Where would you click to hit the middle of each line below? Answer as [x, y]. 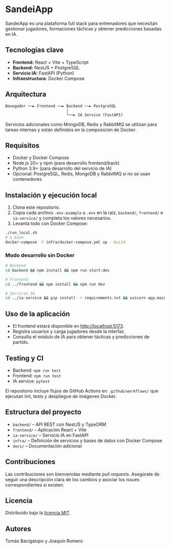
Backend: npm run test [37, 370]
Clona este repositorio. [36, 207]
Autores [18, 528]
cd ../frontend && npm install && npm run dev [55, 284]
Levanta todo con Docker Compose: [50, 223]
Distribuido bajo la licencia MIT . [38, 513]
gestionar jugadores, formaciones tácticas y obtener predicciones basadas [83, 28]
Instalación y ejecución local [51, 195]
